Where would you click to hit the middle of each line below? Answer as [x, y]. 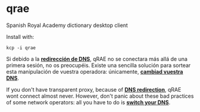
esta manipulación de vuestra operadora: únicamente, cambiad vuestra [95, 71]
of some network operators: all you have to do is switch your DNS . [88, 102]
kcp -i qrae [21, 48]
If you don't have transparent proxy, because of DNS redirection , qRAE [94, 89]
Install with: [20, 37]
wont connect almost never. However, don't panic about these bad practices [100, 96]
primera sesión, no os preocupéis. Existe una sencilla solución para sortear [99, 65]
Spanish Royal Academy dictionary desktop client [67, 25]
